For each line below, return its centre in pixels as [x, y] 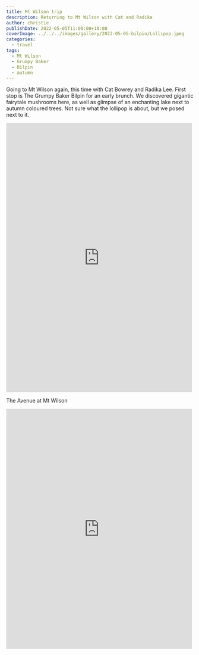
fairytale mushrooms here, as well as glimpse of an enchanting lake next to [98, 102]
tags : [13, 51]
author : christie [28, 23]
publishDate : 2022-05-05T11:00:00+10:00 [57, 28]
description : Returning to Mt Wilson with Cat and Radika [79, 17]
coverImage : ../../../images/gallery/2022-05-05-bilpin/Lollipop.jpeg [95, 34]
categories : [21, 39]
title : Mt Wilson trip [34, 12]
